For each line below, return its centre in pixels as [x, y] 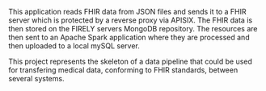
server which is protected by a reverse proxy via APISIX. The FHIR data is [131, 20]
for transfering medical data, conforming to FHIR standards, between [123, 70]
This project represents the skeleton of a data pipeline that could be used [131, 61]
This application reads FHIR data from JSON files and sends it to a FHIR [127, 12]
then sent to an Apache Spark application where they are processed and [129, 37]
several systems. [36, 79]
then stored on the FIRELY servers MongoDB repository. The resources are [133, 29]
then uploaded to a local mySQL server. [74, 46]
